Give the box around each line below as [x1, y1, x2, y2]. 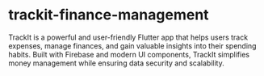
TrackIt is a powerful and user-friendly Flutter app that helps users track [8, 32, 249, 42]
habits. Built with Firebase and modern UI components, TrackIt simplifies [8, 49, 250, 59]
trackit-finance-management [8, 6, 209, 24]
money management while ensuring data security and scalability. [8, 58, 224, 68]
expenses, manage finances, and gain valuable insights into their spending [8, 40, 257, 50]
